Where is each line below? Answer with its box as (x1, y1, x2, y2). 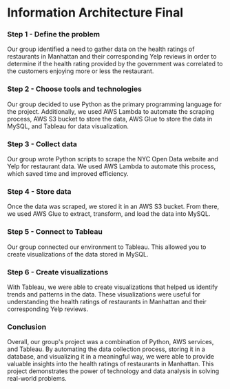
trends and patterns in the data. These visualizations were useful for (7, 290, 201, 298)
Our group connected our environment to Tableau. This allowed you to (7, 243, 207, 251)
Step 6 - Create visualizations (7, 267, 109, 277)
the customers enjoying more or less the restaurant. (7, 67, 154, 75)
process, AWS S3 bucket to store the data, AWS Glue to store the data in (7, 114, 213, 123)
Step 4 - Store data (7, 187, 72, 196)
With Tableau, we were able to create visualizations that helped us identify (7, 283, 218, 291)
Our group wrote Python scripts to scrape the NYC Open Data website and (7, 155, 219, 163)
